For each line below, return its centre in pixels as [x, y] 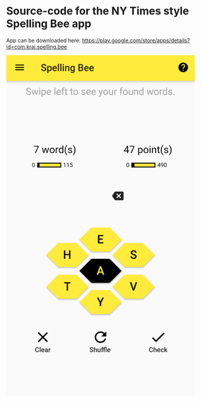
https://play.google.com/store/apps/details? [136, 40]
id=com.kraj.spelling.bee [37, 47]
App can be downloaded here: [43, 40]
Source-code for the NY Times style [98, 11]
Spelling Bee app [49, 24]
